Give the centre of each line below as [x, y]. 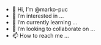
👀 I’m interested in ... [38, 16]
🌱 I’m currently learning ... [45, 22]
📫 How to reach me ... [40, 36]
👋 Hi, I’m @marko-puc [40, 9]
